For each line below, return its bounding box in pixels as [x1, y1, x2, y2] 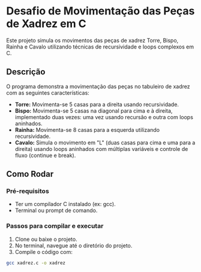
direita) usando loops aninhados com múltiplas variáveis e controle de [14, 145, 188, 152]
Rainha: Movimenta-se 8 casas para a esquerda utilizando [14, 126, 160, 133]
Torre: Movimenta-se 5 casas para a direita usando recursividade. [14, 101, 179, 108]
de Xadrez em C [6, 17, 87, 31]
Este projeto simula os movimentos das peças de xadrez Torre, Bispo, [6, 37, 179, 44]
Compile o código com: [14, 248, 73, 255]
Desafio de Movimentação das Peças [6, 4, 195, 18]
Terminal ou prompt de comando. [14, 207, 98, 214]
